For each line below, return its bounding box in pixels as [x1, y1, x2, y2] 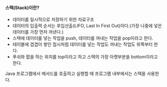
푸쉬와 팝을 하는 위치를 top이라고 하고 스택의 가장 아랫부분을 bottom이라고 [12, 54, 158, 60]
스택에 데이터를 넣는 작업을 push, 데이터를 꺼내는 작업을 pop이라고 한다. [12, 35, 153, 41]
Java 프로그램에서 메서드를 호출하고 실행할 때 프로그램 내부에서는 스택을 [5, 71, 146, 77]
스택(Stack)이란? [5, 4, 39, 10]
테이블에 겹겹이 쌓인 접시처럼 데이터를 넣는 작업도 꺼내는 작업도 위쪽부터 [12, 41, 153, 47]
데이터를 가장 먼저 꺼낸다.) [12, 29, 64, 35]
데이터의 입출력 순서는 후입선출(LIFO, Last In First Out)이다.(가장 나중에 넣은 [12, 23, 162, 29]
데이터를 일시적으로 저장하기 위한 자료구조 [12, 16, 94, 22]
